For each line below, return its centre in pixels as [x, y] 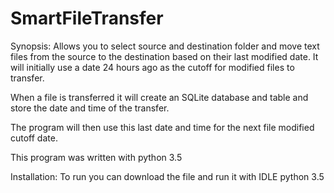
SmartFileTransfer [87, 18]
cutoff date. [34, 138]
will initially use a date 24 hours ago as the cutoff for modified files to [152, 67]
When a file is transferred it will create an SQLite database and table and [159, 97]
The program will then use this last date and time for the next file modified [162, 127]
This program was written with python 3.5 [96, 157]
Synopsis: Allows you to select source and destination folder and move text [165, 46]
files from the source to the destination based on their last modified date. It [164, 56]
